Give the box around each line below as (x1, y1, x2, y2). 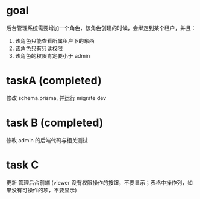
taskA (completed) (6, 74, 102, 87)
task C (6, 158, 39, 172)
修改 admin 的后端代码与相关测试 (6, 136, 89, 144)
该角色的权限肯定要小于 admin (14, 52, 90, 59)
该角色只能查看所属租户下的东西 (14, 37, 95, 44)
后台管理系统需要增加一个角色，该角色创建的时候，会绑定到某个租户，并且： (6, 24, 196, 31)
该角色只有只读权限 (14, 45, 63, 52)
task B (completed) (6, 116, 104, 130)
